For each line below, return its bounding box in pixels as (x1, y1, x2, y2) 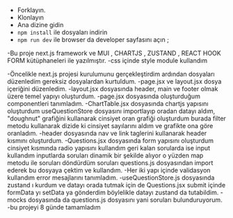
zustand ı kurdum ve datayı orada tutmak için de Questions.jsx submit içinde (7, 181, 226, 189)
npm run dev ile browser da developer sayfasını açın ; (17, 36, 169, 44)
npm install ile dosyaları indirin (17, 28, 108, 36)
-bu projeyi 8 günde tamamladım (7, 203, 101, 211)
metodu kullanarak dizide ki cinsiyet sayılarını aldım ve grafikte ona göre (7, 122, 214, 130)
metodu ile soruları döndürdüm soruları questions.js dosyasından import (7, 159, 214, 166)
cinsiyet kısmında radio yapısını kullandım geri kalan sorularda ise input (7, 144, 211, 152)
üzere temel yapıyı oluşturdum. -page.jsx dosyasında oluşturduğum (7, 92, 200, 100)
